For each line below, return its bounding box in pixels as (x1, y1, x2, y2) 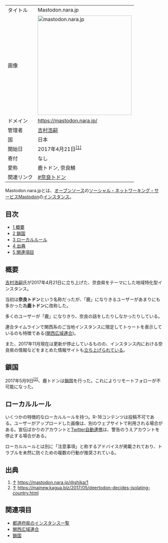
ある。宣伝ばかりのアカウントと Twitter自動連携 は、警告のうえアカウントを (5, 426, 160, 432)
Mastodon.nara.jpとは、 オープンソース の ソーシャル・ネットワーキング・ (5, 188, 155, 194)
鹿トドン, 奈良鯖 (37, 165, 76, 172)
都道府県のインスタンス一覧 (12, 520, 70, 526)
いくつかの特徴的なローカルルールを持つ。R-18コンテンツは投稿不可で (5, 414, 150, 420)
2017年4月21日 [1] (37, 145, 81, 153)
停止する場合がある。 (5, 433, 49, 439)
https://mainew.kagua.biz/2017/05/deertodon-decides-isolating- (17, 485, 150, 491)
